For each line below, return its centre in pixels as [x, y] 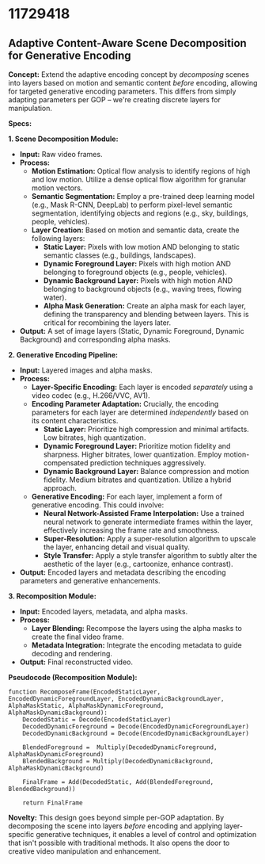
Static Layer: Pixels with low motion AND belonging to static [141, 247]
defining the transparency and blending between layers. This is [146, 314]
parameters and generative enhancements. [90, 581]
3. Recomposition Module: [52, 596]
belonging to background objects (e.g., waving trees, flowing [142, 289]
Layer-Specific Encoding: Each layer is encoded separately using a [142, 387]
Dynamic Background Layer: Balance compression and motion [146, 471]
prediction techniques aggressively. [148, 463]
